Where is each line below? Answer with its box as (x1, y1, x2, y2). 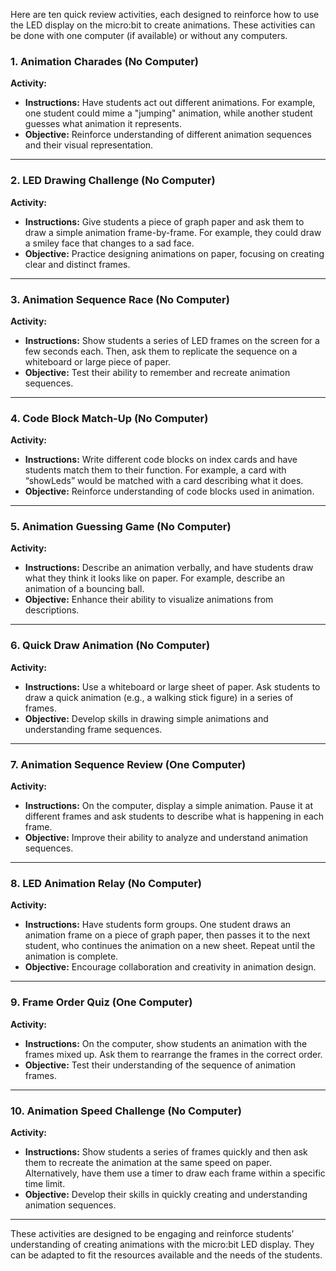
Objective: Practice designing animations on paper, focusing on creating (24, 247, 325, 259)
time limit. (24, 1177, 66, 1189)
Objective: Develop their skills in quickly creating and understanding (24, 1188, 308, 1200)
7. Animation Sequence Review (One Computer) (10, 757, 247, 771)
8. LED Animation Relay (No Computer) (10, 877, 202, 890)
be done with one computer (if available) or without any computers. (10, 30, 288, 41)
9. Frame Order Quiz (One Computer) (10, 995, 193, 1009)
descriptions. (24, 604, 80, 616)
